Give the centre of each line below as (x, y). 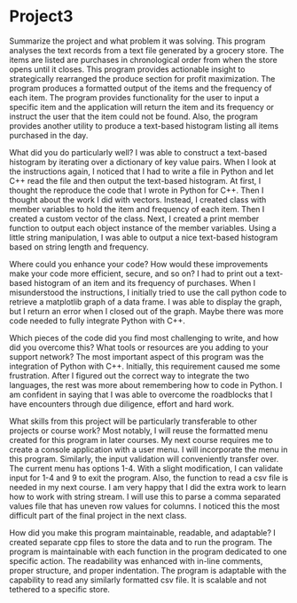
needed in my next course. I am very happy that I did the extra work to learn (148, 487)
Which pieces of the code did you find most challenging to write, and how (144, 337)
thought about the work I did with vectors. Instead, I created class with (138, 199)
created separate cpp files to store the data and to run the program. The (141, 542)
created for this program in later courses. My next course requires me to (141, 440)
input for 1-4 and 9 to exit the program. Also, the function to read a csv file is (149, 478)
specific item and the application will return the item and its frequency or (142, 107)
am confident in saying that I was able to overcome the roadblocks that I (141, 394)
